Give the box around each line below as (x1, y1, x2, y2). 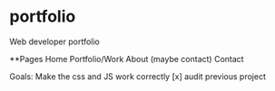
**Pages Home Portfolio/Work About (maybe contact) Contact (9, 53, 244, 64)
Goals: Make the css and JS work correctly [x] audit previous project (9, 70, 266, 82)
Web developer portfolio (9, 36, 100, 47)
